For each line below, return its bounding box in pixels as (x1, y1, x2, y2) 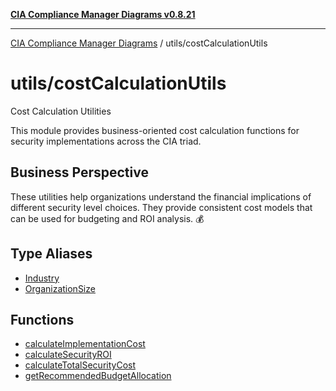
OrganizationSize (24, 282, 96, 294)
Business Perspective (10, 164, 149, 181)
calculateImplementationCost (24, 338, 146, 350)
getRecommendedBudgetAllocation (24, 370, 172, 382)
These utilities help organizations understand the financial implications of (10, 190, 312, 203)
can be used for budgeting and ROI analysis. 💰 (10, 212, 205, 224)
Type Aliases (10, 245, 93, 263)
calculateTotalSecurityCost (24, 359, 136, 371)
